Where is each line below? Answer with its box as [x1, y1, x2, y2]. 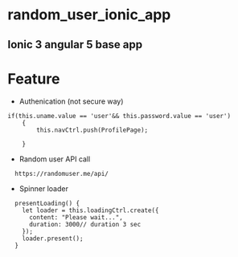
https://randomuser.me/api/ [14, 169, 109, 177]
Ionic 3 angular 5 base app [7, 38, 142, 51]
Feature [7, 70, 60, 88]
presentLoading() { [14, 199, 80, 207]
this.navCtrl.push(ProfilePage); [36, 126, 149, 134]
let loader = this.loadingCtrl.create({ [22, 206, 159, 214]
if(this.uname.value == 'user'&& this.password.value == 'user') [7, 112, 231, 120]
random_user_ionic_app [7, 6, 171, 24]
